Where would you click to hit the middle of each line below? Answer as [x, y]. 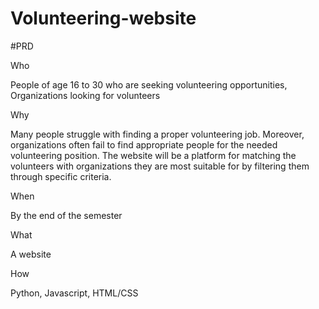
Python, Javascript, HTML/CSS [74, 293]
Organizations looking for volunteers [85, 95]
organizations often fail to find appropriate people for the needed [144, 144]
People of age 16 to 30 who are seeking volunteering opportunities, [149, 84]
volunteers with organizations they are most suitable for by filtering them [160, 166]
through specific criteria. [61, 176]
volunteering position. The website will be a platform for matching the [153, 155]
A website [31, 254]
